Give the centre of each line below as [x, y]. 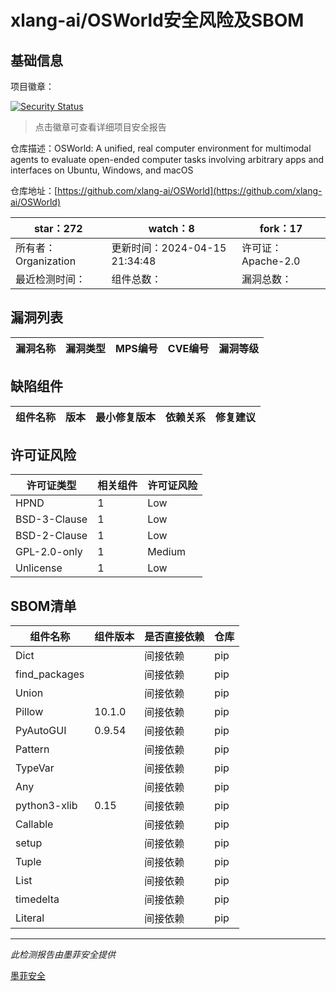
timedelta [37, 899]
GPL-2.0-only [49, 552]
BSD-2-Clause [51, 536]
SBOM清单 [43, 606]
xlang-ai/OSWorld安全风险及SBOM [157, 20]
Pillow [29, 712]
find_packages [50, 674]
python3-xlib [46, 806]
